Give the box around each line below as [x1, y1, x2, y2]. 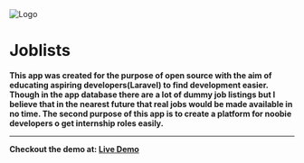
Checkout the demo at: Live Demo [9, 143, 140, 154]
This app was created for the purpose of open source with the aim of [9, 69, 272, 80]
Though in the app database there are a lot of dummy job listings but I [9, 89, 276, 100]
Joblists [9, 41, 71, 61]
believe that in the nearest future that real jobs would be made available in [9, 98, 293, 109]
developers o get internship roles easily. [9, 117, 165, 129]
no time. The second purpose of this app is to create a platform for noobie [9, 108, 292, 119]
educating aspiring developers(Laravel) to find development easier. [9, 79, 269, 90]
